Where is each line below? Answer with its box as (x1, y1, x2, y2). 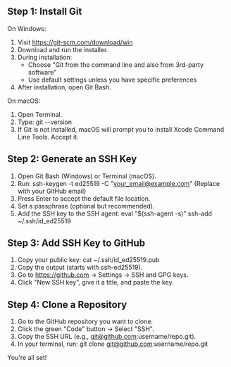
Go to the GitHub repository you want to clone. (17, 317, 154, 326)
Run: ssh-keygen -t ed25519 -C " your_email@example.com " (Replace (17, 179, 220, 187)
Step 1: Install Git (7, 6, 82, 18)
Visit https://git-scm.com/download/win (17, 38, 133, 46)
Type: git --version (17, 118, 73, 126)
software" (27, 68, 57, 76)
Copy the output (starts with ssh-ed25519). (17, 263, 143, 272)
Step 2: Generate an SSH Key (7, 153, 137, 165)
